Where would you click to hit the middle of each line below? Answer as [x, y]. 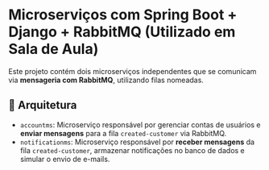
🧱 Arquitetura [43, 105]
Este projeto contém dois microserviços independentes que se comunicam [132, 71]
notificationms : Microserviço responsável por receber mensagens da [137, 142]
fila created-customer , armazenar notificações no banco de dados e [132, 150]
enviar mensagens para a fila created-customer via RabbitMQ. [123, 133]
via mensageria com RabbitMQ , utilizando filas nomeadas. [106, 80]
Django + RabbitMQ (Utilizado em [122, 32]
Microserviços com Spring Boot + [123, 15]
